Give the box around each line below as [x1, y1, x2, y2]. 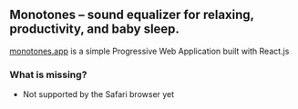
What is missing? [9, 68, 87, 81]
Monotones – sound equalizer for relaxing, [9, 7, 254, 23]
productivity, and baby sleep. [9, 22, 180, 37]
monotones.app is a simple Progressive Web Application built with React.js [9, 45, 290, 56]
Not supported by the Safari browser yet [22, 89, 175, 100]
